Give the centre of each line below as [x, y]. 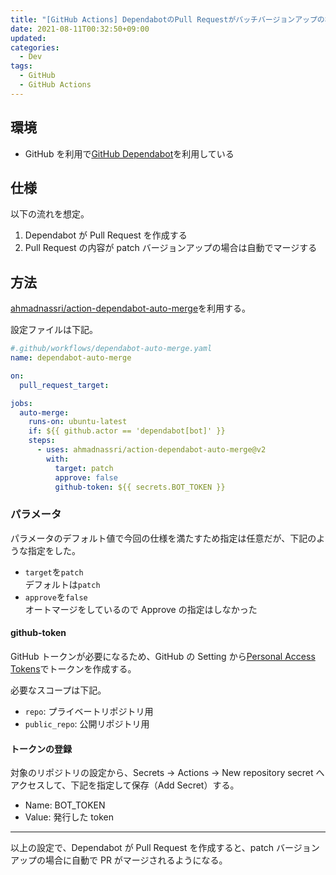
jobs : [21, 403]
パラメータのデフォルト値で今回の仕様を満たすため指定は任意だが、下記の [163, 538]
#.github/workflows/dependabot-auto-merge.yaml [111, 349]
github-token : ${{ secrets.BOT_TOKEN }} [140, 487]
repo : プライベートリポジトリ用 [89, 711]
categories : [35, 47]
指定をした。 [54, 550]
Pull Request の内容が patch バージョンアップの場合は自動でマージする [171, 248]
